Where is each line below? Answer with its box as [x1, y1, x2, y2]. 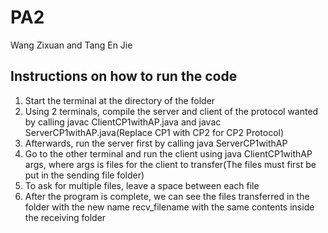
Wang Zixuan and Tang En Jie [10, 39, 133, 51]
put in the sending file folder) [24, 169, 145, 181]
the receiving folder [24, 211, 107, 223]
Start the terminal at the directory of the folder [24, 94, 216, 106]
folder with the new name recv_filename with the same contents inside [24, 201, 315, 213]
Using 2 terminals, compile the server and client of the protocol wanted [24, 105, 319, 117]
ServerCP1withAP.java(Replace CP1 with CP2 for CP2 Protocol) [24, 126, 285, 138]
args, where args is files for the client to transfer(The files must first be [24, 158, 317, 170]
